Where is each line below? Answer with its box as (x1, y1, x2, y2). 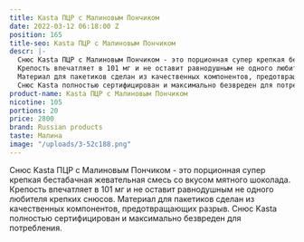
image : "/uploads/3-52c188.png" (9, 140, 131, 149)
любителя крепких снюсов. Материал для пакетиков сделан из (9, 193, 255, 204)
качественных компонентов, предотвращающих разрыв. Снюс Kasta (9, 203, 278, 214)
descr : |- (9, 47, 47, 56)
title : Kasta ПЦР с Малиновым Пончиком (9, 13, 160, 23)
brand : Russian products (9, 123, 103, 132)
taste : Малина (9, 131, 63, 140)
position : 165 (9, 30, 63, 39)
